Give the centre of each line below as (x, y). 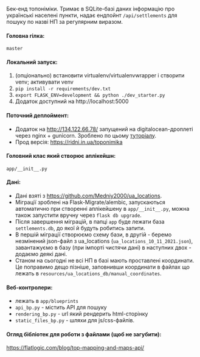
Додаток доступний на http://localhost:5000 (72, 101)
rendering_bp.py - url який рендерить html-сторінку (81, 314)
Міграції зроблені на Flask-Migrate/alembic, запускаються (90, 202)
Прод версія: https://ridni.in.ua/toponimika (69, 142)
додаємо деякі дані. (41, 254)
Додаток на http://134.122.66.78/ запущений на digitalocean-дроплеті (104, 129)
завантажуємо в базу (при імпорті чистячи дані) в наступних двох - (103, 248)
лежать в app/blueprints (47, 301)
